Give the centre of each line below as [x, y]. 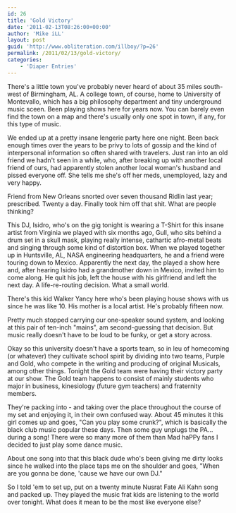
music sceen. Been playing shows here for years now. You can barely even [116, 109]
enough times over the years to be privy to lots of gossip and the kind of [112, 145]
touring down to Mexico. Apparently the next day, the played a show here [114, 262]
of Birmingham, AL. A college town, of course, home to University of [122, 94]
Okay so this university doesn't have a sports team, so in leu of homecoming [118, 348]
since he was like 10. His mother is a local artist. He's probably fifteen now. [116, 306]
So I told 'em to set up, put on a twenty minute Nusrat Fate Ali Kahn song [113, 487]
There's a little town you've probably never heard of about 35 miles [105, 86]
